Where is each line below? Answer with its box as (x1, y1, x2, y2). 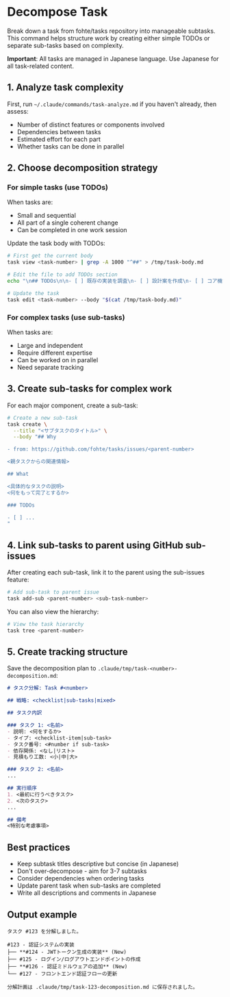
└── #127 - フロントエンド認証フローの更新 (7, 970, 118, 977)
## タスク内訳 (7, 709, 42, 716)
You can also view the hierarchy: (7, 607, 99, 616)
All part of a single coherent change (16, 218, 118, 227)
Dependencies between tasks (16, 127, 101, 136)
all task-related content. (7, 62, 74, 70)
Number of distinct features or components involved (16, 121, 165, 129)
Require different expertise (16, 349, 92, 357)
